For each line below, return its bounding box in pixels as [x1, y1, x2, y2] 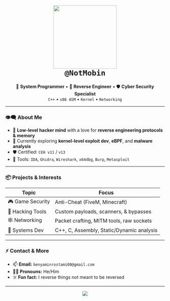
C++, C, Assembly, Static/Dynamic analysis [55, 227, 158, 234]
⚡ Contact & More [5, 247, 50, 254]
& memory [12, 133, 35, 139]
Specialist [74, 91, 96, 97]
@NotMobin [64, 68, 106, 78]
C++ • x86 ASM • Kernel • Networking [48, 96, 122, 102]
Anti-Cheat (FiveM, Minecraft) [55, 199, 127, 206]
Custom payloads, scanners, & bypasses [55, 208, 152, 215]
